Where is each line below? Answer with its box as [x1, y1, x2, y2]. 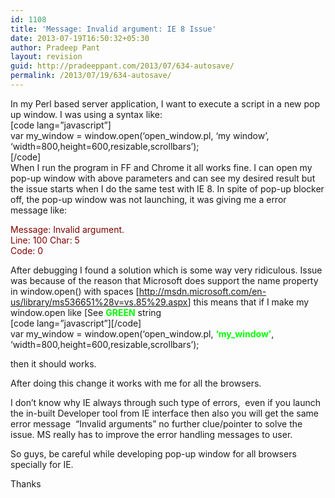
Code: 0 [10, 244, 44, 256]
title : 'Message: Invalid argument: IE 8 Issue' [10, 24, 217, 34]
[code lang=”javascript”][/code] [10, 317, 142, 329]
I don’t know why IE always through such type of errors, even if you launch [10, 396, 321, 408]
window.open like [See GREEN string [10, 306, 162, 318]
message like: [10, 204, 68, 216]
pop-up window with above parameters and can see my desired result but [10, 172, 316, 184]
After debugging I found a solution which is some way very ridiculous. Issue [10, 264, 323, 276]
